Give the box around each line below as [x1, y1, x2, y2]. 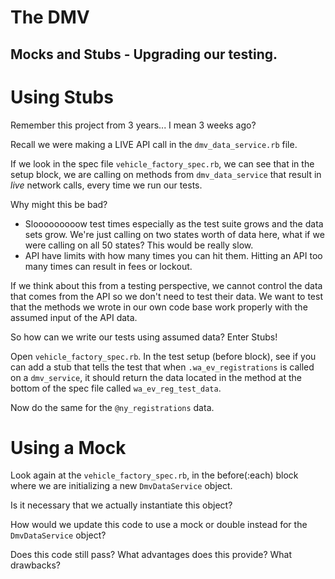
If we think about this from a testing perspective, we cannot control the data [10, 279, 323, 291]
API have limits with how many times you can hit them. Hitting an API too [24, 249, 323, 261]
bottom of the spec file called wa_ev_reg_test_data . [10, 382, 222, 394]
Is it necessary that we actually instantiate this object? [10, 499, 233, 511]
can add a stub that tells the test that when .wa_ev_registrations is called [10, 361, 315, 373]
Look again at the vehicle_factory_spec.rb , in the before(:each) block [10, 469, 299, 481]
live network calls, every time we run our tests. [10, 179, 203, 191]
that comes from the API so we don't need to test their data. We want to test [10, 290, 324, 302]
